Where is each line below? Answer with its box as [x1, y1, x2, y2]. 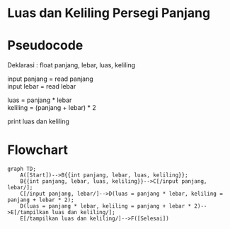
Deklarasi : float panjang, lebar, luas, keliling [7, 61, 136, 69]
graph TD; [7, 165, 37, 173]
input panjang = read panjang [7, 74, 93, 83]
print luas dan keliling [7, 117, 69, 125]
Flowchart [7, 142, 69, 158]
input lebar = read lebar [7, 82, 76, 91]
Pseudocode [7, 38, 84, 54]
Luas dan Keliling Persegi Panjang [7, 5, 211, 21]
